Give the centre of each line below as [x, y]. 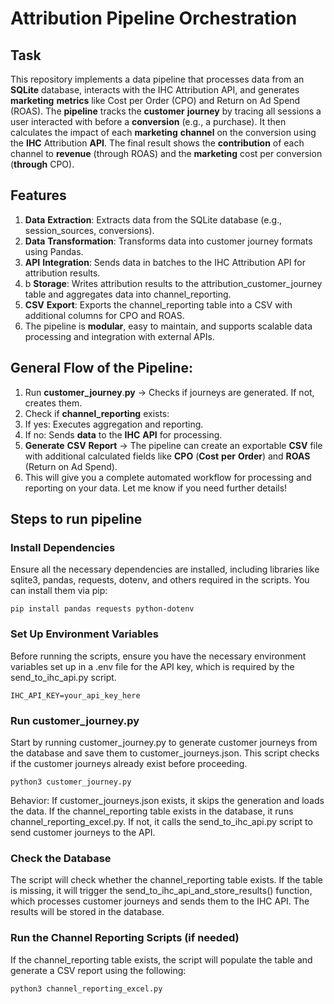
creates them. [53, 403]
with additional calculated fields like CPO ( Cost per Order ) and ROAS [167, 456]
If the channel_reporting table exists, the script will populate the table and [161, 959]
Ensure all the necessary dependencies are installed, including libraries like [165, 569]
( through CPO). [42, 164]
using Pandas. [54, 251]
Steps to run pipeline [76, 519]
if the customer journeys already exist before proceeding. [129, 763]
